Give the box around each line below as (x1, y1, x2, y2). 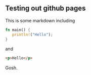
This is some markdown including (5, 17, 75, 23)
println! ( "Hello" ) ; (12, 32, 53, 37)
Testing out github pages (5, 4, 86, 13)
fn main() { (5, 27, 30, 32)
